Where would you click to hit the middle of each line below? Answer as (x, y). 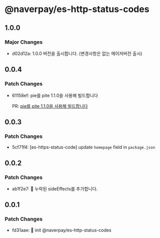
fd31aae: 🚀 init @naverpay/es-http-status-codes (61, 230)
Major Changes (24, 42)
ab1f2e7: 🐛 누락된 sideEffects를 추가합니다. (55, 188)
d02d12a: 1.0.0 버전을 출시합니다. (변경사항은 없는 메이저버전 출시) (77, 53)
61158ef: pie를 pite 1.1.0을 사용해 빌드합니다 (55, 95)
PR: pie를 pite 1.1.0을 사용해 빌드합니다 (50, 106)
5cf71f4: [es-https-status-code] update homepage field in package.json (83, 147)
